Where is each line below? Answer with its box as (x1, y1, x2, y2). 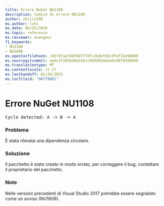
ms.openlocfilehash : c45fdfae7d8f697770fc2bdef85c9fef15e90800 (5, 53, 139, 59)
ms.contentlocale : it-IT (5, 68, 56, 72)
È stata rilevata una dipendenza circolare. (5, 137, 90, 143)
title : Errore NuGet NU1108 (5, 7, 63, 12)
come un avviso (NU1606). (5, 196, 59, 202)
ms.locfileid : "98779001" (5, 76, 58, 81)
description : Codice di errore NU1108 (5, 12, 85, 17)
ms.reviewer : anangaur (5, 35, 52, 40)
